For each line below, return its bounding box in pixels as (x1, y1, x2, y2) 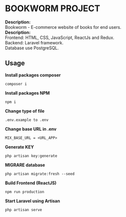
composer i (5, 81, 27, 86)
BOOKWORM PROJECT (5, 3, 100, 14)
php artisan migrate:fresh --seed (5, 171, 75, 176)
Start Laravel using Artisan (5, 198, 61, 204)
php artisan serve (5, 207, 42, 212)
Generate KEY (5, 144, 34, 150)
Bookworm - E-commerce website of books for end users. (5, 24, 122, 30)
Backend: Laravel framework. (5, 39, 64, 45)
